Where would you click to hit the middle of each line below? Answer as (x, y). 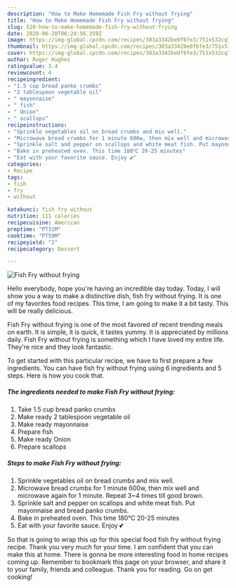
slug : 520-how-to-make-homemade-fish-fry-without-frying (92, 27)
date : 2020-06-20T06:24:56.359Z (54, 33)
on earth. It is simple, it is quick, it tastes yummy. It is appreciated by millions (118, 332)
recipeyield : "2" (33, 242)
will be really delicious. (40, 311)
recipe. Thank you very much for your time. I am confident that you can (110, 547)
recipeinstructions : (38, 125)
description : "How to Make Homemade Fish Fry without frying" (100, 14)
